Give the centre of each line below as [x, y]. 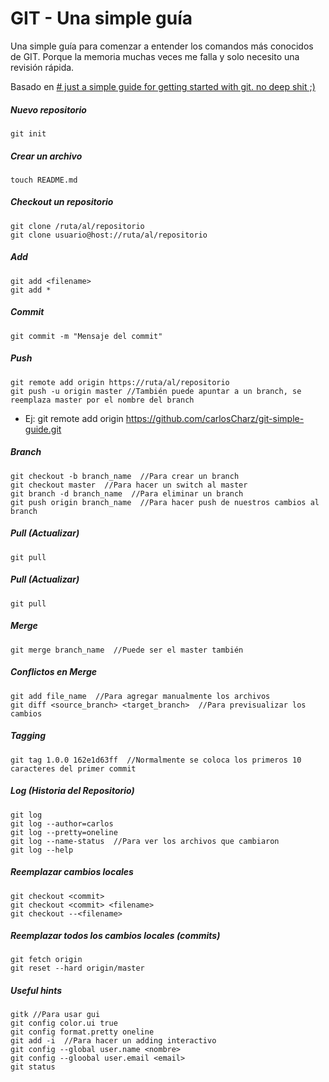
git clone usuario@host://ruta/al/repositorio [109, 235]
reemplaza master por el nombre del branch [102, 400]
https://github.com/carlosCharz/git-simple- [215, 418]
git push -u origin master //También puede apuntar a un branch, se [156, 391]
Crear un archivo [46, 156]
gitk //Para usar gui [55, 1015]
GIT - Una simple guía [101, 18]
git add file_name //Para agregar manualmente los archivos [140, 696]
